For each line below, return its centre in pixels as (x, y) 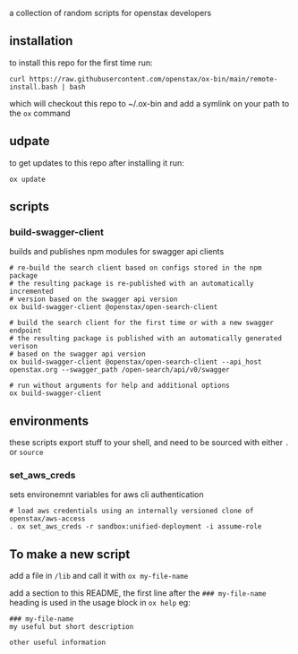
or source (26, 452)
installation (41, 41)
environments (49, 421)
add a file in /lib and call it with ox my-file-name (99, 576)
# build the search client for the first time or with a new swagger (142, 323)
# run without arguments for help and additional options (119, 386)
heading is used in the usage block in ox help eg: (100, 603)
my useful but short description (72, 627)
